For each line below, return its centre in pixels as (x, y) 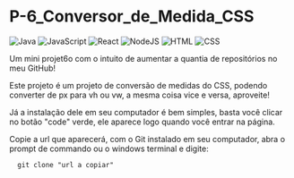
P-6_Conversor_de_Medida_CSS (132, 17)
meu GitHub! (33, 68)
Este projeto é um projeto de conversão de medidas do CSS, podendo (138, 85)
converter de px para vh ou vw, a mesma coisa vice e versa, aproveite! (140, 95)
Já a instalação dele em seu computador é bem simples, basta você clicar (146, 112)
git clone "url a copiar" (66, 165)
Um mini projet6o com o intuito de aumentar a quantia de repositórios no (143, 58)
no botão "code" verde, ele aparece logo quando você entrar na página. (142, 122)
